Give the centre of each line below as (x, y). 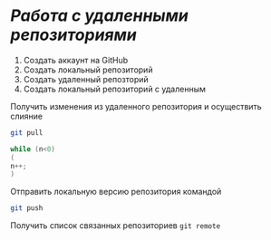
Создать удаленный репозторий (86, 79)
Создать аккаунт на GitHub (76, 60)
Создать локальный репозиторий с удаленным (115, 89)
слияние (27, 116)
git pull (27, 132)
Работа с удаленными (99, 16)
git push (27, 208)
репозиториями (73, 35)
